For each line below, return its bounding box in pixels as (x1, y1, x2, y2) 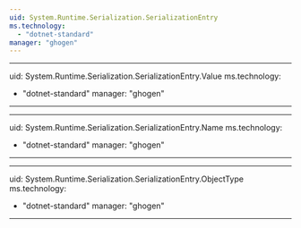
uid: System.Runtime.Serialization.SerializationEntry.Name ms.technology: (9, 122, 283, 133)
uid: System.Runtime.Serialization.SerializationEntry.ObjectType (9, 173, 245, 184)
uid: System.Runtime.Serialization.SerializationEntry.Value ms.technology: (9, 71, 282, 81)
